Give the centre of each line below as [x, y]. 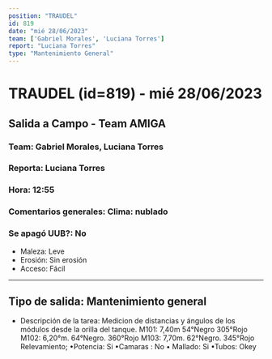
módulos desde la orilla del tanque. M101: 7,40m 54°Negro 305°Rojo [134, 330]
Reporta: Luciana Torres [57, 169]
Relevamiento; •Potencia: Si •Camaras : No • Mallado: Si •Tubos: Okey [138, 347]
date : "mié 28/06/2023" [49, 31]
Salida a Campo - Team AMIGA [87, 124]
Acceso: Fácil [42, 268]
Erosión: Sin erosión [53, 259]
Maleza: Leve [42, 251]
